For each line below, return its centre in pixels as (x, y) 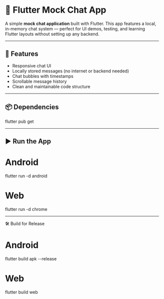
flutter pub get (20, 121)
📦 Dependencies (32, 107)
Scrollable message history (39, 81)
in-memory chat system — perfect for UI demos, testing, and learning (75, 28)
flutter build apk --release (31, 258)
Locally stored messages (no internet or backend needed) (71, 71)
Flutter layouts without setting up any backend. (52, 34)
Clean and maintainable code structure (51, 86)
